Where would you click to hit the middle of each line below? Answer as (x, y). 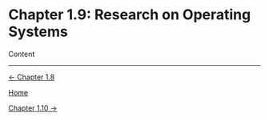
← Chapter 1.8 (32, 77)
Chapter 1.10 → (33, 108)
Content (22, 54)
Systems (38, 32)
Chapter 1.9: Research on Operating (130, 15)
